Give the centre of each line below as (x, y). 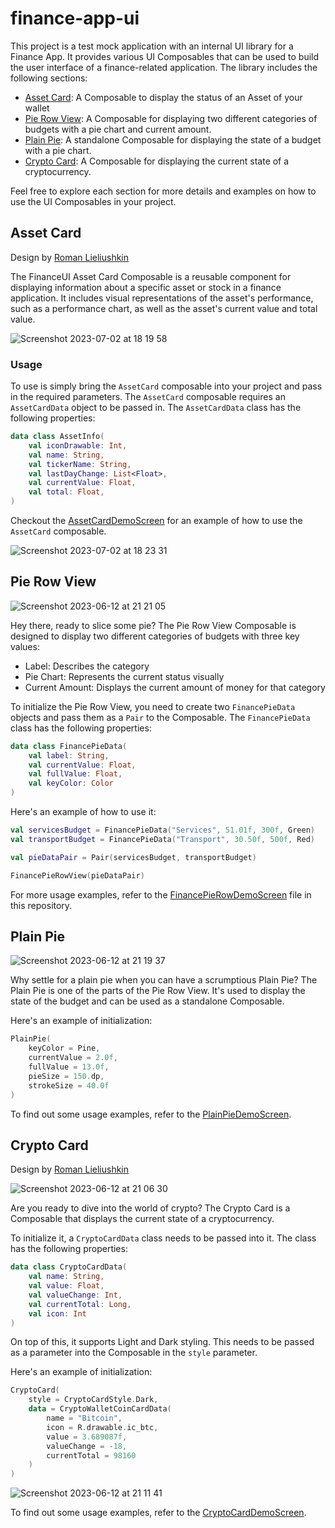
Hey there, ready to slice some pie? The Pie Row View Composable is (153, 625)
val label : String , (69, 755)
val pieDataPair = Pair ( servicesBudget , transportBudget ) (133, 857)
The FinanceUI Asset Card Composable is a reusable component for (151, 276)
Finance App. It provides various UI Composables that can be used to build (165, 56)
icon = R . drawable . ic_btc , (102, 1427)
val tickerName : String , (80, 464)
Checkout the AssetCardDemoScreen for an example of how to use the (156, 521)
